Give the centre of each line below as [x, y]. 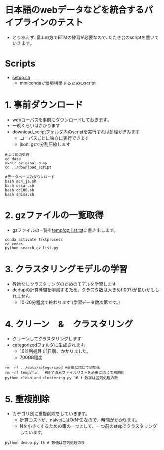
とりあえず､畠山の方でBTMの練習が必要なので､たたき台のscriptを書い [83, 37]
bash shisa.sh [20, 194]
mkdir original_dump [26, 163]
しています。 [32, 432]
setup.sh [21, 77]
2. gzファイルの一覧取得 [54, 215]
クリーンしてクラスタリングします [47, 338]
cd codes [14, 244]
